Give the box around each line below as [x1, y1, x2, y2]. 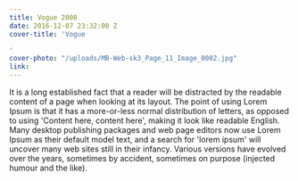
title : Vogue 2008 [9, 12, 78, 22]
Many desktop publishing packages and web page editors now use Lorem [9, 125, 281, 135]
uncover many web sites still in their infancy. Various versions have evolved [9, 144, 286, 154]
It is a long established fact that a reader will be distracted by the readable [9, 86, 283, 97]
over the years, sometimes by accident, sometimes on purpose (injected [9, 153, 276, 163]
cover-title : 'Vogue [9, 29, 87, 38]
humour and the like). [9, 162, 87, 173]
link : [9, 62, 29, 71]
